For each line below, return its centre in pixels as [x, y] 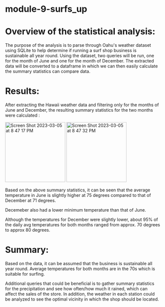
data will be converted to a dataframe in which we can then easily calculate [82, 66]
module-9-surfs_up [46, 9]
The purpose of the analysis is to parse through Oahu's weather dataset [78, 45]
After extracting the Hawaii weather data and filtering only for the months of [82, 105]
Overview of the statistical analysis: [80, 32]
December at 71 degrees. [31, 201]
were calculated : [23, 115]
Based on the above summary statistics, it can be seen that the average [78, 190]
